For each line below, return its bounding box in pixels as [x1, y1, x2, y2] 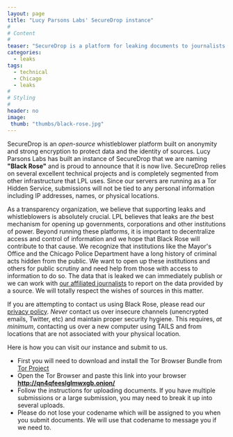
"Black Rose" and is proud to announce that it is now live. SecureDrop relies [7, 162, 226, 170]
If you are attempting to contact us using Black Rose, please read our [7, 300, 205, 308]
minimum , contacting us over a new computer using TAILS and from [7, 322, 202, 330]
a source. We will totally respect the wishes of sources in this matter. [7, 286, 204, 295]
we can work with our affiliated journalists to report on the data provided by [7, 279, 224, 287]
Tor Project [17, 364, 49, 372]
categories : [7, 49, 42, 56]
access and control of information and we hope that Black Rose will [7, 234, 200, 243]
